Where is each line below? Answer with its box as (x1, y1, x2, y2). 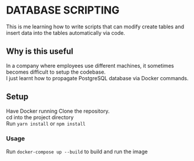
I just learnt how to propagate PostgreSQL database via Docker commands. (6, 74, 189, 81)
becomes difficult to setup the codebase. (6, 68, 106, 75)
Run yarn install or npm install (6, 120, 86, 127)
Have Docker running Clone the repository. (6, 107, 110, 114)
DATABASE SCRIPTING (6, 4, 119, 17)
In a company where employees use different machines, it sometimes (6, 62, 175, 69)
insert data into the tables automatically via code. (6, 29, 125, 36)
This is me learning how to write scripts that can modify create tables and (6, 23, 184, 30)
